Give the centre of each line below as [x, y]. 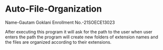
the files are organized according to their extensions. [58, 42]
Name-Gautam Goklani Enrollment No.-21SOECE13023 [60, 22]
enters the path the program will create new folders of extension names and [81, 37]
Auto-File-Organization [53, 9]
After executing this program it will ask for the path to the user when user [79, 32]
